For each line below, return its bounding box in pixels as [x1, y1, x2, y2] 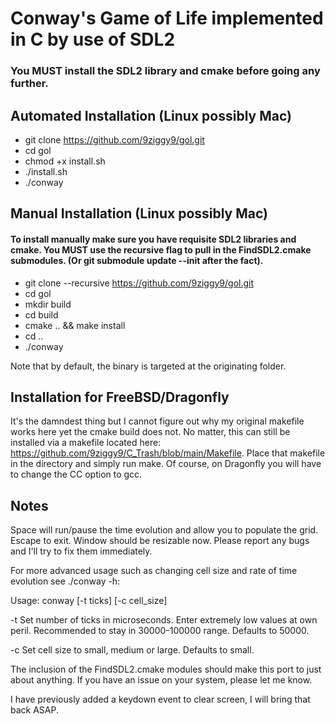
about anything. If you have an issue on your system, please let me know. [10, 674, 313, 686]
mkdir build [24, 298, 72, 310]
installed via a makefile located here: [10, 437, 162, 449]
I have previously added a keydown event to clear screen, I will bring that [10, 693, 311, 706]
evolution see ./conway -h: [10, 575, 121, 587]
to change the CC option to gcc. [10, 468, 143, 481]
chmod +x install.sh [24, 155, 106, 167]
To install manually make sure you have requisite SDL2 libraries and [10, 233, 297, 245]
